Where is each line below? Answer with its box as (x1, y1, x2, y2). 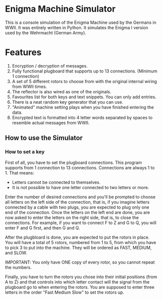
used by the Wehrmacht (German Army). (5, 30, 86, 35)
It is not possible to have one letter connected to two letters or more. (12, 184, 149, 190)
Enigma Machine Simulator (5, 3, 116, 15)
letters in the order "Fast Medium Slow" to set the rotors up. (5, 289, 125, 295)
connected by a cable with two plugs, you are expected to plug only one (5, 204, 149, 210)
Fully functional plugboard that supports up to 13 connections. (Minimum (12, 68, 158, 74)
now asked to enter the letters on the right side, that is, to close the (5, 214, 139, 220)
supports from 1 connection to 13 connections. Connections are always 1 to (5, 164, 155, 171)
